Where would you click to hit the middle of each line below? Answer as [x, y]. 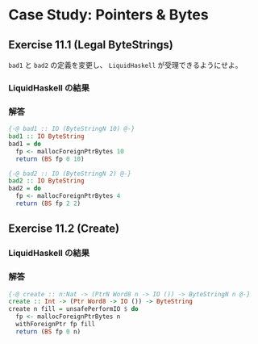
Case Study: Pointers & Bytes [108, 15]
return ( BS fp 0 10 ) [50, 159]
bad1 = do [25, 144]
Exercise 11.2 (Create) [64, 229]
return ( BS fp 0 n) [48, 331]
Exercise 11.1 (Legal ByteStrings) [91, 45]
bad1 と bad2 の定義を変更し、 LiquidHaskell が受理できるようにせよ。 [125, 65]
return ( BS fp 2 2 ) [48, 203]
